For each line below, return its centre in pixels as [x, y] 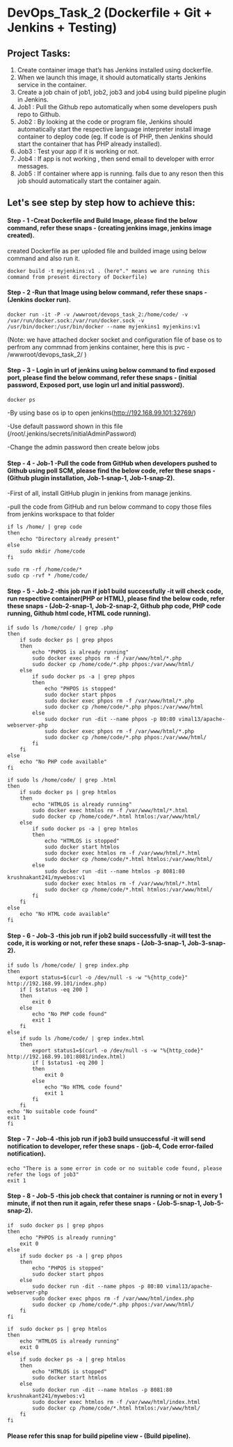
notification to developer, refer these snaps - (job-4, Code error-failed [110, 1146]
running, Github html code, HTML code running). [79, 613]
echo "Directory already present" [70, 539]
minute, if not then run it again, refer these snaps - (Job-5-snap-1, [105, 1203]
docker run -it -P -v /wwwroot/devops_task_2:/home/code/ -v [98, 315]
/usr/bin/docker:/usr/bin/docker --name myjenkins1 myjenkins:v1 [104, 326]
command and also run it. [43, 258]
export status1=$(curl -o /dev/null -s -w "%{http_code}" [118, 1050]
